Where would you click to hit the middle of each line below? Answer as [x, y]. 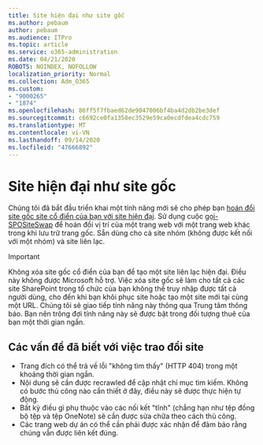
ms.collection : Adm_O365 [49, 81]
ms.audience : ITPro [40, 37]
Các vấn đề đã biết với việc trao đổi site [106, 347]
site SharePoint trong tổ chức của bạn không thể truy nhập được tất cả [122, 289]
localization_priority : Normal [59, 74]
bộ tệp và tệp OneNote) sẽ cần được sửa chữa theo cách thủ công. [128, 416]
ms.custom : [26, 89]
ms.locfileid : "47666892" [50, 147]
